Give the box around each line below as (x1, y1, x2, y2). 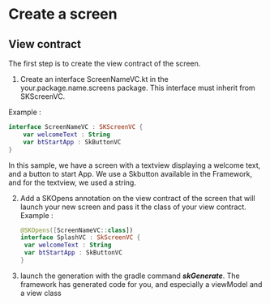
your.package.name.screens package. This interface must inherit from (19, 83, 255, 92)
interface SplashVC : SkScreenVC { (19, 233, 141, 242)
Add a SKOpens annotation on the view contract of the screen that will (19, 193, 255, 203)
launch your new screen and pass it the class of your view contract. (19, 202, 247, 212)
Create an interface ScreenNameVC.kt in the (19, 75, 169, 83)
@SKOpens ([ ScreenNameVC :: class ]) (19, 226, 134, 234)
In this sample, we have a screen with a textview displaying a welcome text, (8, 160, 261, 170)
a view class (19, 288, 62, 298)
